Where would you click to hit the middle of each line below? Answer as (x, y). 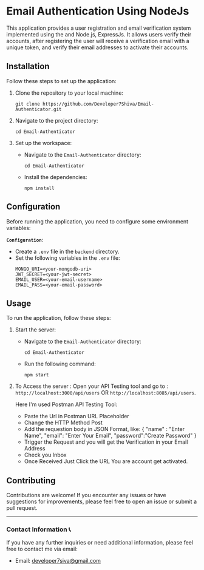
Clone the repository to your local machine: (69, 93)
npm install (39, 188)
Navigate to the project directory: (56, 120)
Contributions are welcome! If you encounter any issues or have (86, 495)
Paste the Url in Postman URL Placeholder (76, 416)
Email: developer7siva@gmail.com (58, 561)
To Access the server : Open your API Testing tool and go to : (92, 386)
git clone (28, 104)
